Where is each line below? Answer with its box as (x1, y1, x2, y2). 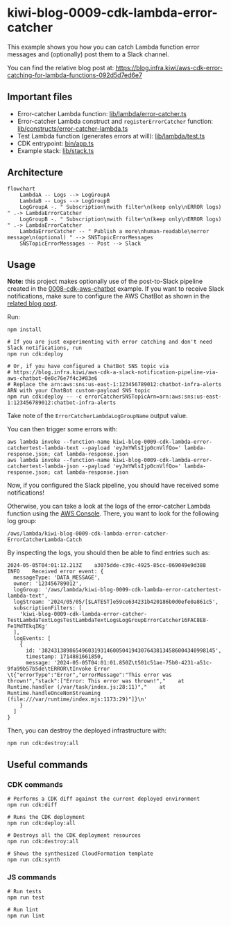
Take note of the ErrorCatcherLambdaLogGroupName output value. (7, 412, 188, 420)
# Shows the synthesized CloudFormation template (7, 850, 154, 857)
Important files (7, 91, 73, 103)
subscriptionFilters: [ (13, 605, 82, 612)
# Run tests (7, 888, 42, 895)
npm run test (7, 894, 45, 902)
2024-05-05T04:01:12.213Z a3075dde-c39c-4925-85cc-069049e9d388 (7, 562, 207, 569)
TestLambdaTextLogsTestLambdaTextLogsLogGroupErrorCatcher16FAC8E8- (7, 617, 209, 624)
